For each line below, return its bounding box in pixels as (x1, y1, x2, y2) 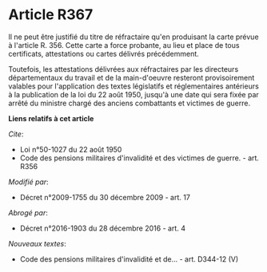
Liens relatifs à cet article (8, 113, 94, 123)
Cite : (8, 129, 24, 139)
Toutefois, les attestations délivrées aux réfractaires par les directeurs (8, 64, 239, 73)
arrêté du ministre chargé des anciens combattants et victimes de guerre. (8, 98, 250, 108)
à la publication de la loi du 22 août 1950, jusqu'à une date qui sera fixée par (8, 89, 260, 99)
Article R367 (8, 6, 94, 24)
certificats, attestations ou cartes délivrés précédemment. (8, 49, 200, 58)
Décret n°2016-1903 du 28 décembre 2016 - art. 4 (19, 223, 186, 233)
